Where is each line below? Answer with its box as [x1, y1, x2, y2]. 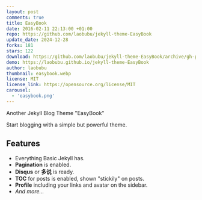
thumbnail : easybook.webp [6, 70, 71, 77]
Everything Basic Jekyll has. [14, 154, 85, 161]
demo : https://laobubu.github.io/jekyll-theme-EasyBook [6, 59, 149, 65]
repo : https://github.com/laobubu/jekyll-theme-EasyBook [6, 31, 152, 37]
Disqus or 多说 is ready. [14, 168, 75, 175]
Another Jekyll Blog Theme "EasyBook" [6, 109, 105, 116]
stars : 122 [6, 48, 34, 54]
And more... [14, 187, 44, 195]
